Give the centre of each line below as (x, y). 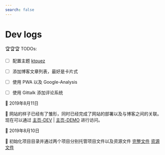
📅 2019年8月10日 (22, 131)
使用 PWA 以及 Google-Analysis (45, 82)
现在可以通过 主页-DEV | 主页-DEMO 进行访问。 (54, 120)
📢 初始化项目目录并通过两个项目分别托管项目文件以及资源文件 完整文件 (78, 141)
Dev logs (24, 34)
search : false (20, 10)
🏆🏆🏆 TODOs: (21, 48)
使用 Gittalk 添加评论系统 (38, 92)
